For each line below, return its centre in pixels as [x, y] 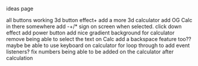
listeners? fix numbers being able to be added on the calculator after [90, 52]
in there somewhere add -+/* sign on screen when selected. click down [94, 26]
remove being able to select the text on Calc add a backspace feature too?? [99, 39]
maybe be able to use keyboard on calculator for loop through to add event [98, 45]
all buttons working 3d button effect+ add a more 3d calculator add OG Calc [99, 20]
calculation [20, 58]
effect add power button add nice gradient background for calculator [90, 33]
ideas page [20, 9]
